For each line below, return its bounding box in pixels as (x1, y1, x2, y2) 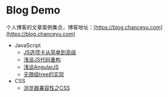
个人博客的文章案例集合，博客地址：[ (6, 24, 96, 31)
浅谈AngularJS (23, 63, 59, 71)
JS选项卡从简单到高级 (23, 48, 76, 56)
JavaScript (14, 42, 41, 49)
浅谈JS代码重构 (23, 56, 61, 63)
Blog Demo (6, 4, 61, 17)
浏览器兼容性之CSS (23, 84, 70, 91)
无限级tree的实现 (23, 71, 65, 78)
